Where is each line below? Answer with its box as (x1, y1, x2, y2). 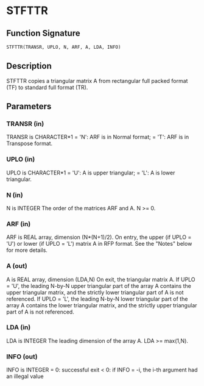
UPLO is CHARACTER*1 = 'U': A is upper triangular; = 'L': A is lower (6, 169, 175, 176)
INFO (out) (6, 352, 38, 360)
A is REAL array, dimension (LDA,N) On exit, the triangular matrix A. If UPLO (6, 276, 196, 283)
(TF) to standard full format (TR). (6, 84, 88, 91)
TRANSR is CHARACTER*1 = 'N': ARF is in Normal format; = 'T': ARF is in (6, 134, 189, 141)
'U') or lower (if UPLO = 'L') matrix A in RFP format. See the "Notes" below (6, 240, 192, 248)
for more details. (6, 246, 47, 254)
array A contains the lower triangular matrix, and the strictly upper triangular (6, 301, 197, 309)
